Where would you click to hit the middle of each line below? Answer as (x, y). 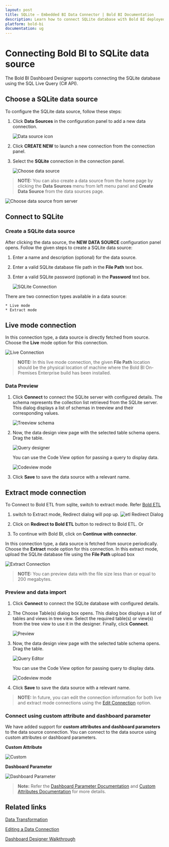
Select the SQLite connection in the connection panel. (68, 161)
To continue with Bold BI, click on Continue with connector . (75, 534)
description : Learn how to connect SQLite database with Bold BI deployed (85, 19)
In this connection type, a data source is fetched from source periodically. (82, 544)
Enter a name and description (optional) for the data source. (74, 257)
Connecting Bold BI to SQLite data (77, 54)
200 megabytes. (34, 579)
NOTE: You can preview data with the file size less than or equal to (87, 574)
